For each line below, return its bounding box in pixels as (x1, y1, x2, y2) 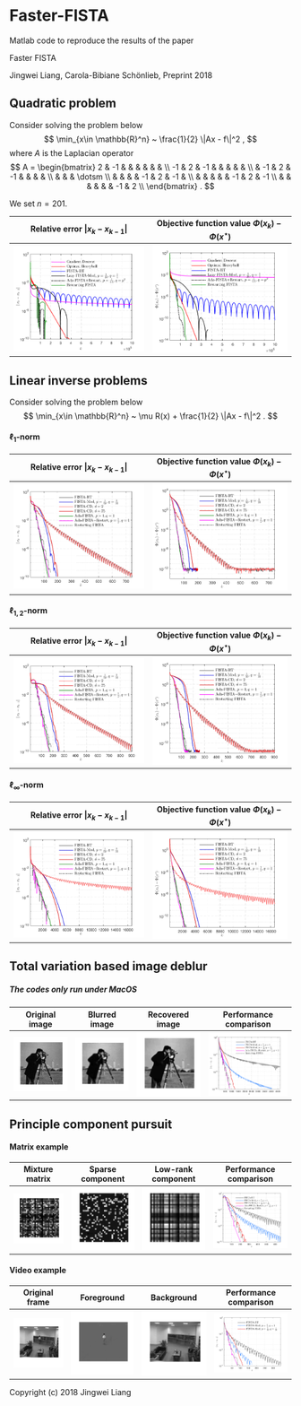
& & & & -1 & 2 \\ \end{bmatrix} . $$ (86, 180, 215, 191)
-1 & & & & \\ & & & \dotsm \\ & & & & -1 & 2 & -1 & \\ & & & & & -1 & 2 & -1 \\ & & (9, 171, 292, 182)
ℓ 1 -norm (9, 431, 40, 444)
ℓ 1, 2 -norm (9, 605, 47, 619)
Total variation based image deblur (9, 959, 208, 974)
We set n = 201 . (9, 198, 68, 209)
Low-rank (154, 1164, 193, 1175)
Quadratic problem (9, 96, 116, 111)
